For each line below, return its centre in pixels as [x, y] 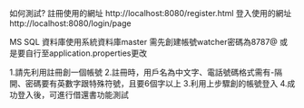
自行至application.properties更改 [86, 53]
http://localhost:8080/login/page [70, 23]
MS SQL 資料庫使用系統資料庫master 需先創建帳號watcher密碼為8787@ [144, 42]
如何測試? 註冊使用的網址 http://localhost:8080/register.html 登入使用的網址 [151, 13]
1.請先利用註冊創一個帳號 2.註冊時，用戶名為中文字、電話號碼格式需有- [142, 72]
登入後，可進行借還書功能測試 [73, 94]
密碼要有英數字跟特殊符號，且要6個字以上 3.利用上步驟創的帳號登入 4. [156, 83]
